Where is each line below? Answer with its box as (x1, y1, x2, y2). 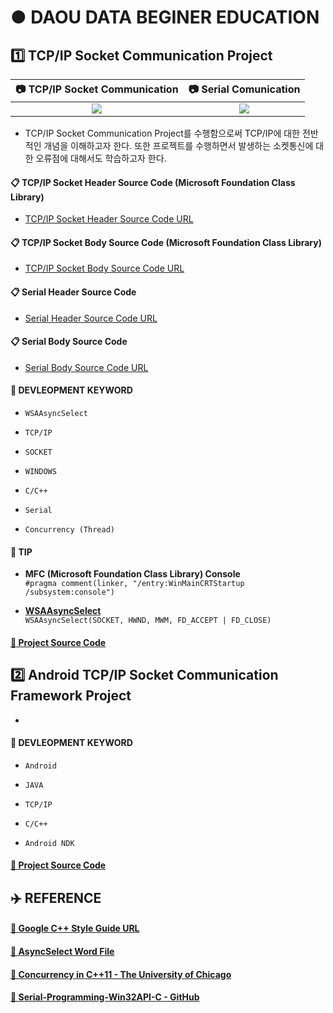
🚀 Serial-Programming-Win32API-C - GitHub (10, 991, 200, 1003)
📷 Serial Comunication (188, 82, 301, 96)
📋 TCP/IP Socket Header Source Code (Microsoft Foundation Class (10, 176, 296, 188)
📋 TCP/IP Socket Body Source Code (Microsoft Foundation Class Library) (10, 236, 322, 248)
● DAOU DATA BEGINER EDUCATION (10, 6, 320, 29)
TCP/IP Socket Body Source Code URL (24, 262, 185, 275)
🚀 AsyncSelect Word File (10, 946, 115, 957)
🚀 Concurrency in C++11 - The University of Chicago (10, 968, 232, 980)
